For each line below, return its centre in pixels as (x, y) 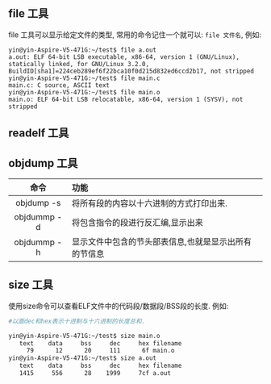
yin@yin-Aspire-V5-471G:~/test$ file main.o (84, 92)
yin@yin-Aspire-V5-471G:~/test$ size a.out (83, 358)
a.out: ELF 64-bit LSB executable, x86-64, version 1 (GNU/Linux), (124, 57)
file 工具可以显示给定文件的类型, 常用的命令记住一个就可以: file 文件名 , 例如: (135, 35)
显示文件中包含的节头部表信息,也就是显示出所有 (162, 242)
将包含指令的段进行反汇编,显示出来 (138, 223)
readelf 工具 (39, 134)
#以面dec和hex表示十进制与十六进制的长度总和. (77, 321)
